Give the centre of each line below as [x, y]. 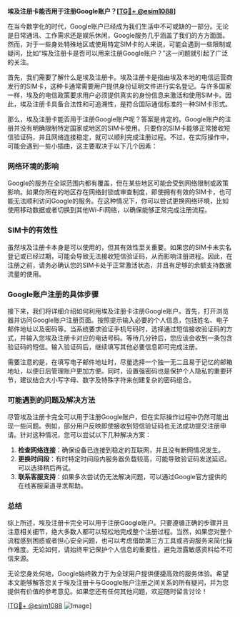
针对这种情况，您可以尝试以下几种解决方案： [85, 435]
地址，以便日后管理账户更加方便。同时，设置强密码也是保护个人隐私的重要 [117, 371]
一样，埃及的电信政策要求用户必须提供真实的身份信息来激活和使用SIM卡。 [116, 95]
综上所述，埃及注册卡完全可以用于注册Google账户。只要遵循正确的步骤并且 [118, 523]
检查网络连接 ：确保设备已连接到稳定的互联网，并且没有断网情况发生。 [121, 450]
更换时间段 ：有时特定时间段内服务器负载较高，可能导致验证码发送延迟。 [124, 459]
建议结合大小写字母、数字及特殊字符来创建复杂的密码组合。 [107, 380]
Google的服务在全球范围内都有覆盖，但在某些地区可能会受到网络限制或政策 [118, 183]
